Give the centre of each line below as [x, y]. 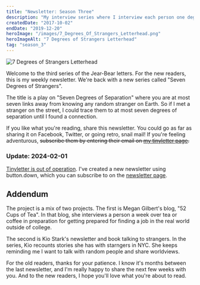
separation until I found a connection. [52, 116]
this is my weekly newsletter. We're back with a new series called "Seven [96, 79]
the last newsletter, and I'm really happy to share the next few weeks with [96, 269]
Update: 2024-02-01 [37, 156]
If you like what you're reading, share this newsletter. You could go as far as [99, 128]
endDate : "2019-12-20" [34, 28]
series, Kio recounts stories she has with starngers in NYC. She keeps [92, 245]
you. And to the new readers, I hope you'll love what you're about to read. [96, 275]
